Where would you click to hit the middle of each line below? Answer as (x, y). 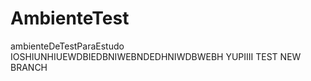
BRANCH (29, 67)
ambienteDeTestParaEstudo (67, 46)
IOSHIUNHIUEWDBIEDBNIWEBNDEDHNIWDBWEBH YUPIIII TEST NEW (156, 56)
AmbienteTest (70, 18)
